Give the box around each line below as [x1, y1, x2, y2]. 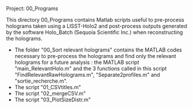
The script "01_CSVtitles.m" [14, 84, 81, 90]
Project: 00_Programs [6, 5, 58, 12]
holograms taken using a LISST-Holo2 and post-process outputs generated [6, 23, 187, 29]
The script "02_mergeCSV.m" [14, 90, 86, 97]
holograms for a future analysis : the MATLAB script [14, 59, 139, 66]
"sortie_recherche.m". [14, 77, 68, 84]
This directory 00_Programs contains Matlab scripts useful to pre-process [6, 16, 184, 23]
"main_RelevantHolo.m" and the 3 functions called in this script [14, 65, 167, 72]
